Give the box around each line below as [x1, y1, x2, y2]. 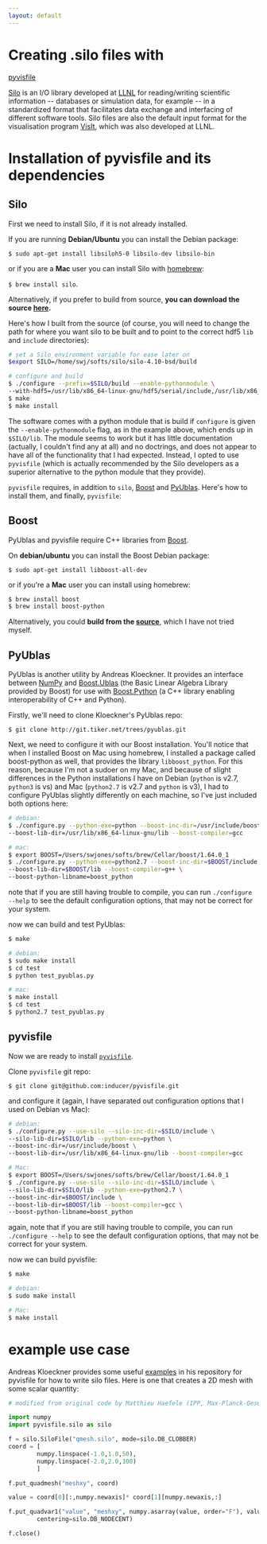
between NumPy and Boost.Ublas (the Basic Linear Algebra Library [8, 678, 228, 688]
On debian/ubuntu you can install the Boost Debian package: [8, 550, 210, 560]
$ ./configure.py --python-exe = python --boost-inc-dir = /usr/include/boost [8, 821, 261, 830]
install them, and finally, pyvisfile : [8, 491, 122, 500]
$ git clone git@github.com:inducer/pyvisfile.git [8, 1082, 180, 1090]
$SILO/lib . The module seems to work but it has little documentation [8, 433, 233, 442]
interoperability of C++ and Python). [8, 695, 127, 705]
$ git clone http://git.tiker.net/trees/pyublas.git [8, 725, 187, 734]
